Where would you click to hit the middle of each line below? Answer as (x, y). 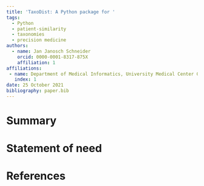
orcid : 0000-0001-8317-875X (53, 57)
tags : (13, 18)
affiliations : (24, 68)
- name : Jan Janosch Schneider (51, 51)
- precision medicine (39, 40)
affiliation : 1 (36, 62)
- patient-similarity (39, 29)
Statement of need (54, 148)
